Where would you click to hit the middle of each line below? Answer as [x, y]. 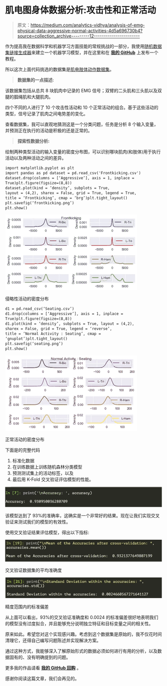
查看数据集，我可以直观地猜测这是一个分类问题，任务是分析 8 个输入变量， [82, 124]
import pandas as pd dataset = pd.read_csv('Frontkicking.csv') [73, 173]
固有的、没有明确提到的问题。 [40, 658]
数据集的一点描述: [36, 80]
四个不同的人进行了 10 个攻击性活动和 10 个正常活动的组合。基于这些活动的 [82, 107]
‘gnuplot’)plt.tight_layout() [37, 339]
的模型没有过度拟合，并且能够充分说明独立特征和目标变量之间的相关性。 [79, 624]
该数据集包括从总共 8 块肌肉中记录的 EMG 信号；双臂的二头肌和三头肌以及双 [83, 90]
